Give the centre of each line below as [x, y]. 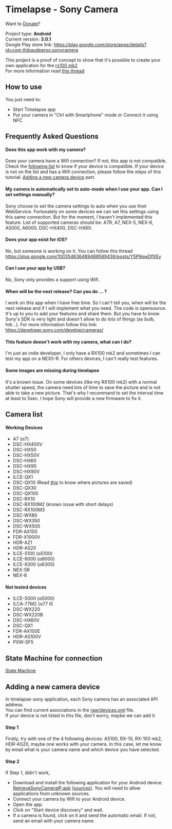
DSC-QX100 [25, 494]
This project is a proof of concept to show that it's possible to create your [83, 60]
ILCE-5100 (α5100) [33, 554]
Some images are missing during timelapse [52, 370]
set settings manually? [30, 194]
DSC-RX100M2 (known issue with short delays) [63, 504]
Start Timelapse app [34, 109]
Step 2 [12, 761]
